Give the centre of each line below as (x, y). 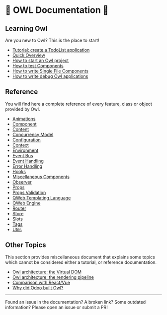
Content (21, 129)
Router (19, 208)
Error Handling (27, 166)
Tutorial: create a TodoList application (51, 50)
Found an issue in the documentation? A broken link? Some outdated (76, 302)
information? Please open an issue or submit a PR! (56, 307)
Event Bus (23, 155)
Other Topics (26, 245)
